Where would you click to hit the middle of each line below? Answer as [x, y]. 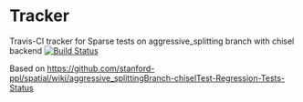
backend [26, 50]
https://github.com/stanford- [101, 68]
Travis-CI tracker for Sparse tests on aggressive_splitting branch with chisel [152, 41]
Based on [27, 68]
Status [21, 87]
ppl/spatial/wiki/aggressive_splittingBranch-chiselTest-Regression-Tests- [147, 77]
